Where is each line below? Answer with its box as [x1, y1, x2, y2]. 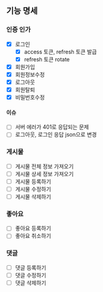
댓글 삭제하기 [15, 279, 47, 287]
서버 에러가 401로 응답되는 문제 [15, 123, 89, 131]
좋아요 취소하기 [15, 233, 51, 240]
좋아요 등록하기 [15, 225, 51, 232]
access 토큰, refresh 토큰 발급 [24, 48, 97, 55]
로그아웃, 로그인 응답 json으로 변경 [15, 131, 97, 138]
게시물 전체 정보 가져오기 [15, 163, 74, 170]
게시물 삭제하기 [15, 193, 51, 200]
